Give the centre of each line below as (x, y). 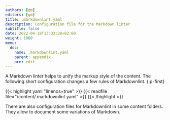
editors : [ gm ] (20, 15)
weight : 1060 (19, 38)
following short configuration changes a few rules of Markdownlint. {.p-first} (85, 82)
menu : (11, 43)
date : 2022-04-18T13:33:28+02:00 (41, 33)
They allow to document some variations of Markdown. (63, 112)
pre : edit (25, 62)
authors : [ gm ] (20, 10)
